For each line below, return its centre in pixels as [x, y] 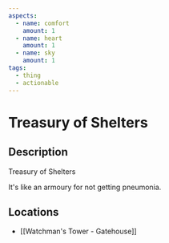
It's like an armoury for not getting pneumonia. [85, 187]
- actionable [37, 83]
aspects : [23, 16]
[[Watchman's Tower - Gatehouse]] [78, 231]
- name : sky [36, 53]
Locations [34, 212]
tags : [17, 68]
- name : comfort [42, 23]
